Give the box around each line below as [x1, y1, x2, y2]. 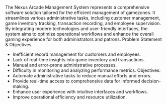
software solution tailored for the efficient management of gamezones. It [5, 10, 155, 16]
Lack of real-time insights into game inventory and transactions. [12, 57, 145, 62]
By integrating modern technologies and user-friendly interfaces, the [5, 26, 148, 32]
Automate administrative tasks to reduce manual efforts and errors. [12, 73, 152, 78]
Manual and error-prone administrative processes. [12, 62, 117, 68]
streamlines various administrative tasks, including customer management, [5, 15, 160, 21]
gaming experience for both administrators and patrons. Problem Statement [5, 36, 162, 42]
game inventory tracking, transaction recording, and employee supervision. [5, 20, 161, 26]
